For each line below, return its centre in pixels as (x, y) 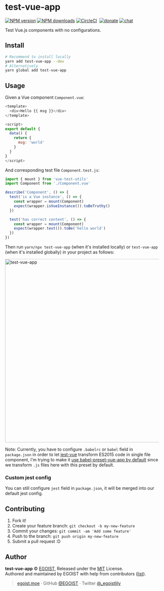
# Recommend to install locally (38, 57)
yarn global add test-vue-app (36, 70)
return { (23, 138)
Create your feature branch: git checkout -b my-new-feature (73, 526)
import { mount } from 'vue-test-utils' (47, 179)
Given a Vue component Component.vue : (45, 97)
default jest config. (24, 494)
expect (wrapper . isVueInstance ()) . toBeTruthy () (62, 206)
